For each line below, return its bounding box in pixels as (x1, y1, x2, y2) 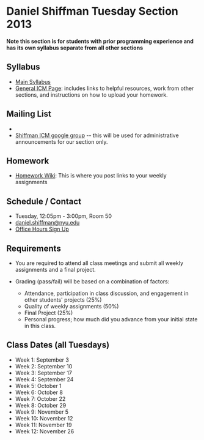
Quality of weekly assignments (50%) (24, 303, 119, 310)
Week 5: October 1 (15, 382, 62, 389)
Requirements (6, 243, 61, 253)
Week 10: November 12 (15, 414, 73, 422)
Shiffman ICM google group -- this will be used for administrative (15, 132, 179, 139)
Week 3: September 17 (15, 369, 72, 376)
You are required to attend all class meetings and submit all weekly (15, 259, 184, 267)
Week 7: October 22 (15, 395, 66, 402)
